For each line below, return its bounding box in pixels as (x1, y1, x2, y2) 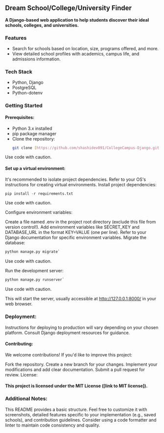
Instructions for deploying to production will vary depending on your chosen (5, 324, 159, 330)
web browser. (5, 301, 33, 307)
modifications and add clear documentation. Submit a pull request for (5, 366, 145, 373)
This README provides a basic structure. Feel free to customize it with (5, 406, 147, 412)
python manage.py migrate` (5, 249, 60, 255)
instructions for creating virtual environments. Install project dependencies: (5, 181, 157, 187)
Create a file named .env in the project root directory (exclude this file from (5, 219, 156, 225)
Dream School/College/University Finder (5, 4, 132, 12)
